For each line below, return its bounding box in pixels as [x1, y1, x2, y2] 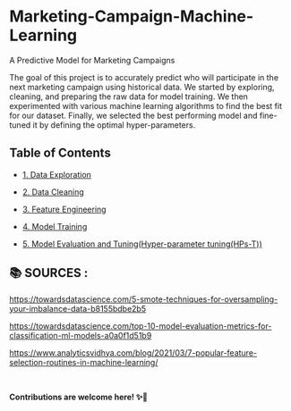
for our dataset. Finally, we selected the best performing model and [9, 110, 258, 121]
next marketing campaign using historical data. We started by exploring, [9, 81, 275, 92]
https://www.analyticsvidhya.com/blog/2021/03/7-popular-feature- [9, 347, 258, 358]
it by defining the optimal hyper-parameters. [32, 119, 196, 130]
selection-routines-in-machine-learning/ [9, 356, 158, 367]
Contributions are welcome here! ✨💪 [9, 391, 149, 402]
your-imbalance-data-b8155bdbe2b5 [9, 303, 146, 314]
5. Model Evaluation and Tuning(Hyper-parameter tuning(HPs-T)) [21, 239, 262, 249]
